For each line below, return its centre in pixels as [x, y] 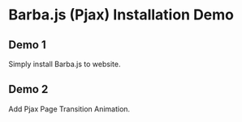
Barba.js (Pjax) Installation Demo [121, 15]
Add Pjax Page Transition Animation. [69, 109]
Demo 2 [28, 89]
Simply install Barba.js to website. [65, 64]
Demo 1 [27, 45]
